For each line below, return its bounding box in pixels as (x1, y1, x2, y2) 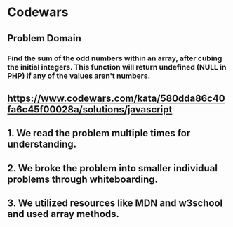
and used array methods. (7, 208, 120, 220)
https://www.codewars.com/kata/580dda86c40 (7, 92, 226, 104)
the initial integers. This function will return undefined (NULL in (7, 62, 227, 72)
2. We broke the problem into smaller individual (7, 162, 218, 174)
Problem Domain (7, 32, 82, 44)
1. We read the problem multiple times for (7, 127, 191, 139)
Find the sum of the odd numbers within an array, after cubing (7, 53, 222, 63)
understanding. (7, 138, 77, 150)
